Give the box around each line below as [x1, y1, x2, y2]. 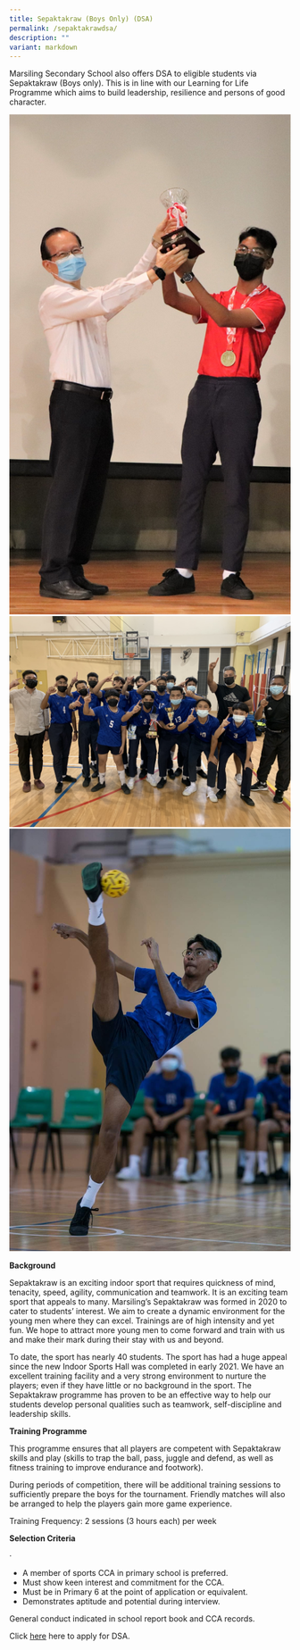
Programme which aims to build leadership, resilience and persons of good [9, 87, 286, 98]
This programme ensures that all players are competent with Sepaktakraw [9, 1443, 281, 1454]
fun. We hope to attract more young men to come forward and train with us [9, 1324, 286, 1335]
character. [9, 96, 47, 107]
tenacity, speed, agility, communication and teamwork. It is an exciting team [9, 1287, 288, 1297]
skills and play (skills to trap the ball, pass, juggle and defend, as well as [9, 1452, 274, 1463]
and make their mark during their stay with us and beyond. [9, 1334, 224, 1345]
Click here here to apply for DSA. [9, 1630, 130, 1641]
